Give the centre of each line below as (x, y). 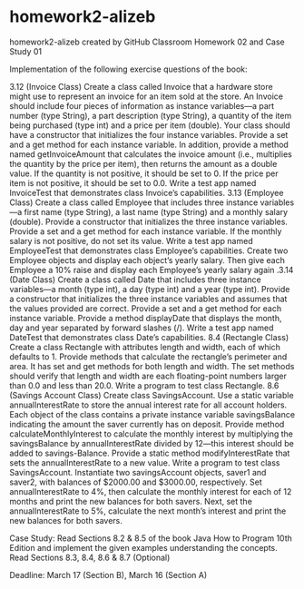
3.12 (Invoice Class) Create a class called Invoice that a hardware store (142, 86)
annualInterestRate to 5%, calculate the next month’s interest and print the (148, 511)
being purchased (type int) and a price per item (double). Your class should (150, 125)
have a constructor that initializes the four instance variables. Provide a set (149, 134)
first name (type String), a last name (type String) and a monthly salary (156, 211)
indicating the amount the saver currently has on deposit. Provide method (147, 424)
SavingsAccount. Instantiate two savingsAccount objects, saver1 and (138, 472)
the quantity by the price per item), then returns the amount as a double (143, 163)
